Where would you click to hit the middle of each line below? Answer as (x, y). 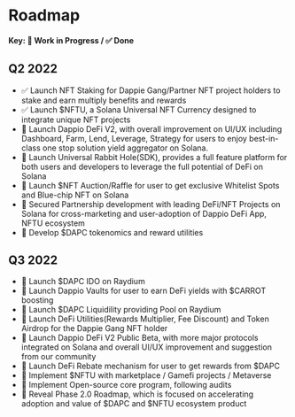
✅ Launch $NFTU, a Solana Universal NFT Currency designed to (139, 109)
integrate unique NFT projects (76, 120)
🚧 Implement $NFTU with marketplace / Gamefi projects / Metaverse (146, 375)
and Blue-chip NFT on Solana (75, 195)
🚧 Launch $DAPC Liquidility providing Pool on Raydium (121, 310)
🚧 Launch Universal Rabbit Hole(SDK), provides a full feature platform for (154, 157)
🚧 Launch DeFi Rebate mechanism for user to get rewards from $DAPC (151, 366)
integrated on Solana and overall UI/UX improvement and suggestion (146, 347)
